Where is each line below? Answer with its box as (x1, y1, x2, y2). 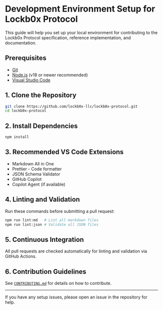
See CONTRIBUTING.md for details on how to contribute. (5, 280, 112, 286)
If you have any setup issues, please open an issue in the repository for (5, 294, 147, 300)
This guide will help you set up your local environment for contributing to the (5, 30, 158, 35)
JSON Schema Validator (12, 171, 61, 177)
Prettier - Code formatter (12, 166, 62, 172)
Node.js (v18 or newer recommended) (12, 72, 88, 78)
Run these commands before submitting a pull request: (5, 208, 115, 214)
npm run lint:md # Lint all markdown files (5, 218, 98, 222)
